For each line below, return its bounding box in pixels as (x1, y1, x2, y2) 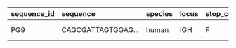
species (145, 9, 173, 18)
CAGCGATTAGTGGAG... (61, 25, 139, 34)
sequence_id (11, 9, 55, 18)
